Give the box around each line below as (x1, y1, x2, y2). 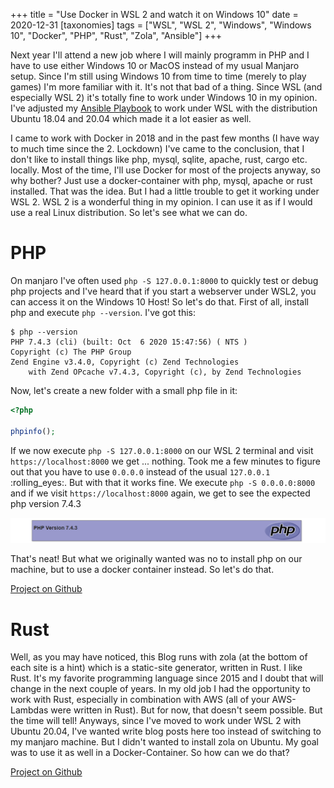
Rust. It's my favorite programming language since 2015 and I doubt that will (10, 672, 324, 684)
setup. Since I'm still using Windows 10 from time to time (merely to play (10, 70, 307, 82)
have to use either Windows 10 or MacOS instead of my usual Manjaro (10, 60, 300, 71)
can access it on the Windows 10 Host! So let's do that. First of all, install (10, 295, 310, 308)
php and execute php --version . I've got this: (10, 306, 197, 318)
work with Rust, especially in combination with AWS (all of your (10, 694, 270, 706)
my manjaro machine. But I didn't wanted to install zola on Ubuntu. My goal (10, 736, 319, 748)
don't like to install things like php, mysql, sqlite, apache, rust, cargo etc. (10, 154, 308, 165)
